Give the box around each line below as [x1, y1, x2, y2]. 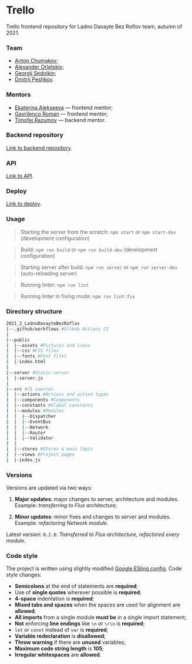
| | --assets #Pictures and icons [6, 342, 91, 348]
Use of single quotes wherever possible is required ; [14, 589, 142, 596]
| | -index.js [6, 457, 41, 463]
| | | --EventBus [6, 419, 51, 424]
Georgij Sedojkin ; [14, 70, 57, 77]
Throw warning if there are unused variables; [14, 639, 126, 646]
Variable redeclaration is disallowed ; [14, 632, 106, 640]
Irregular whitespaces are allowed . [14, 651, 102, 658]
